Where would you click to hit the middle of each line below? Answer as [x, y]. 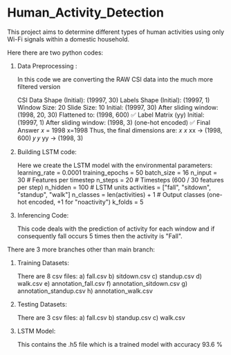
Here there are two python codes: [55, 52]
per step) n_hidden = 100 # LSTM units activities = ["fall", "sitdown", [114, 187]
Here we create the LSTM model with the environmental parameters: [115, 165]
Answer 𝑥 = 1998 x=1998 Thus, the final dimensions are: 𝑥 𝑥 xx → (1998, [120, 130]
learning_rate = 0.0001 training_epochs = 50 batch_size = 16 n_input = [117, 172]
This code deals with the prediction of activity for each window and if [116, 229]
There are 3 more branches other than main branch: [81, 249]
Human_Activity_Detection [86, 13]
